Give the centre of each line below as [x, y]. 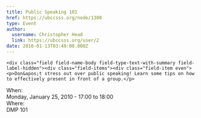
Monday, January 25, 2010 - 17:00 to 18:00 [60, 97]
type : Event [21, 23]
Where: [16, 103]
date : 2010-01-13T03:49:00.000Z [47, 46]
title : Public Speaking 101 [42, 12]
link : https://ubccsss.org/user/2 [55, 40]
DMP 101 [17, 109]
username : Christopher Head [48, 35]
